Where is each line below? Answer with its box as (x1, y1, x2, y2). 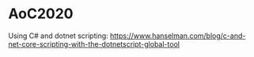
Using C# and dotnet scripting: (8, 31, 108, 40)
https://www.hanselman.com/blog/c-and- (109, 31, 246, 40)
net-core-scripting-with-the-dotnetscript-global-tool (8, 39, 180, 48)
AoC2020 (8, 5, 74, 23)
